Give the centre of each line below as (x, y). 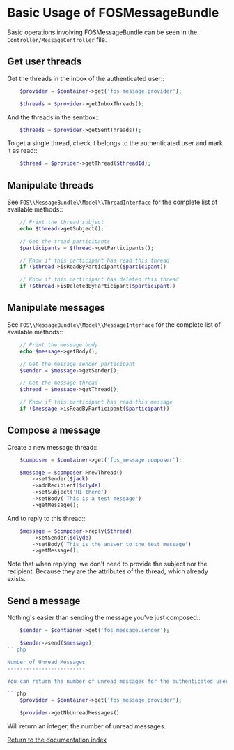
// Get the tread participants (65, 241)
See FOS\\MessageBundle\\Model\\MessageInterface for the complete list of (114, 324)
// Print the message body (59, 345)
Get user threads (45, 62)
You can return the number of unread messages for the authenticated (110, 681)
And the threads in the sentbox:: (53, 117)
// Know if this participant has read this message (96, 402)
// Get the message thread (59, 383)
